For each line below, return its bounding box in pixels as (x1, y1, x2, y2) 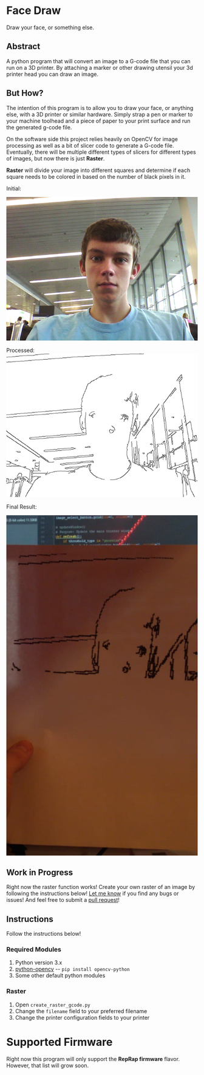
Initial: (6, 185, 21, 192)
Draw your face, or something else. (6, 24, 95, 31)
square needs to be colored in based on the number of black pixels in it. (6, 173, 186, 180)
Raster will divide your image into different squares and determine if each (6, 167, 191, 174)
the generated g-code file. (6, 123, 72, 131)
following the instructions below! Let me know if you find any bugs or (6, 890, 179, 897)
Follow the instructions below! (6, 930, 81, 938)
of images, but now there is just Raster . (6, 154, 105, 162)
